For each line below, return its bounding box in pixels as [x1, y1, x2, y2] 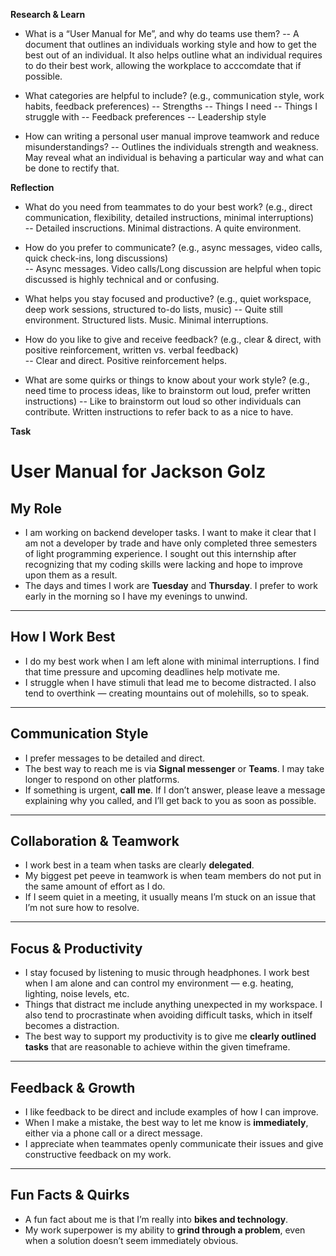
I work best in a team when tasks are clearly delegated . [24, 859, 255, 871]
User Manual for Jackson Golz [10, 460, 267, 483]
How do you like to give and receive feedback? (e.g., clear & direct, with [24, 334, 322, 345]
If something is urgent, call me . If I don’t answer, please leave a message [24, 784, 326, 796]
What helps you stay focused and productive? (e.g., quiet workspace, [24, 293, 312, 304]
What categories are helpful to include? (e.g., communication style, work [24, 90, 325, 101]
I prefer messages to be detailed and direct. [24, 752, 206, 764]
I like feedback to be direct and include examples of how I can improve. [24, 1106, 319, 1118]
